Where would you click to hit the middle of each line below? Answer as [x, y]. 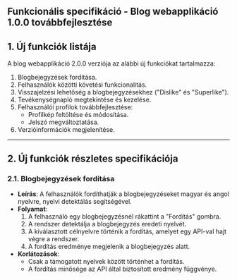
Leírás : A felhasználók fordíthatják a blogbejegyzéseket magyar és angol [123, 194]
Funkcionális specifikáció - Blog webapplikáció [113, 12]
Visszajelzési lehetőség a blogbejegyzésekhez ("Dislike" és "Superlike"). [123, 92]
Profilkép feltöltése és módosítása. [78, 115]
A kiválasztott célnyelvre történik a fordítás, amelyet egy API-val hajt [127, 231]
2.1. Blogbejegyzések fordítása [61, 178]
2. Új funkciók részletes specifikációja [93, 158]
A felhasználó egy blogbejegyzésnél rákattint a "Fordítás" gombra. [124, 216]
